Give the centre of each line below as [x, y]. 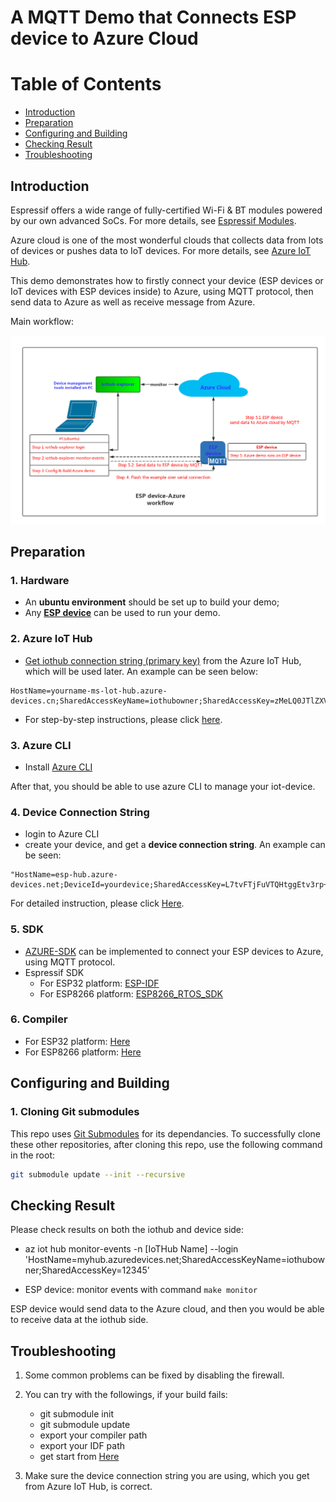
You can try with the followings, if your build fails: [126, 1394]
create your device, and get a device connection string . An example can [175, 845]
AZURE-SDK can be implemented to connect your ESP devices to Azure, [174, 951]
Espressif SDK [54, 972]
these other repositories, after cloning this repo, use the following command [166, 1144]
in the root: [32, 1155]
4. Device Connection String [80, 812]
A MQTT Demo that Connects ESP [153, 17]
